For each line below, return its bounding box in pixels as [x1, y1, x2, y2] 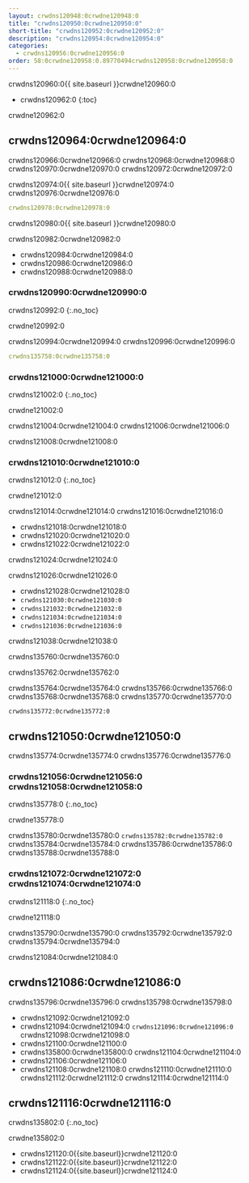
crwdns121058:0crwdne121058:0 [8, 781, 143, 793]
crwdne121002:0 [8, 406, 64, 415]
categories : [8, 42, 49, 50]
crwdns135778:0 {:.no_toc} [8, 799, 99, 809]
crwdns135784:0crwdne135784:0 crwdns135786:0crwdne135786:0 [8, 840, 233, 849]
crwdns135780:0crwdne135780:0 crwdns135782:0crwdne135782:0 [8, 831, 223, 840]
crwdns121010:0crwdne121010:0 [8, 457, 140, 468]
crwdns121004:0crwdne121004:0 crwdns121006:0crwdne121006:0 [8, 421, 230, 431]
